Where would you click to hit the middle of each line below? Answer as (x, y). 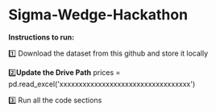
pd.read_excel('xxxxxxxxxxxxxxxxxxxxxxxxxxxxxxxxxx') (102, 84)
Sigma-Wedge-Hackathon (98, 15)
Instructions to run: (42, 37)
